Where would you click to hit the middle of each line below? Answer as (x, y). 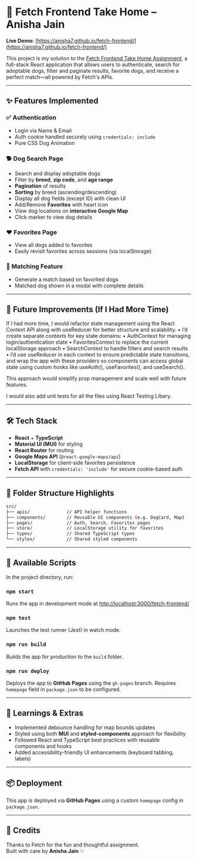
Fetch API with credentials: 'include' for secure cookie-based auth (98, 469)
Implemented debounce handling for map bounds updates (85, 727)
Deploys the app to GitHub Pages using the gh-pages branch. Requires (91, 683)
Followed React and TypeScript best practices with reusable (87, 740)
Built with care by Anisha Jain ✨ (45, 851)
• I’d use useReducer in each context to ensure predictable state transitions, (98, 355)
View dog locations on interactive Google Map (71, 211)
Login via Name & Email (43, 130)
